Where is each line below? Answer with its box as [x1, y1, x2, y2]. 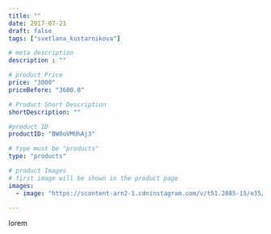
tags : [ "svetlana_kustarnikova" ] [8, 34, 121, 43]
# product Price [8, 71, 63, 79]
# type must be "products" [8, 144, 99, 153]
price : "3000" [8, 78, 56, 86]
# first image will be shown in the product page [8, 174, 179, 182]
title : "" [8, 11, 42, 20]
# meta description [8, 49, 74, 57]
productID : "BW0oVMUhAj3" [8, 130, 95, 138]
